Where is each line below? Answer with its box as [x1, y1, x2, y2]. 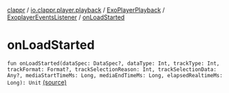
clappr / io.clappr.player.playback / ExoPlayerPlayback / [7, 6, 165, 14]
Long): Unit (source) [7, 78, 67, 86]
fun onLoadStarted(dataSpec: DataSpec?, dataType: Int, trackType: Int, [7, 60, 220, 67]
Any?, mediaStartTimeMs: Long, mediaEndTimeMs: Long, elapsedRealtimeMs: [7, 72, 223, 79]
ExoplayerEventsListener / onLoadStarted [7, 13, 125, 21]
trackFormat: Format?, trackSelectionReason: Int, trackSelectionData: [7, 65, 217, 73]
